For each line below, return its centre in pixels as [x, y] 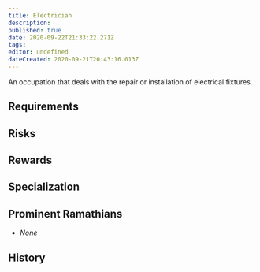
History [27, 257]
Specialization [44, 187]
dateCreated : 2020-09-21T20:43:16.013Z [74, 60]
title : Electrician [40, 15]
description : [30, 23]
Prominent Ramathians [65, 214]
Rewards [30, 160]
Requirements [43, 107]
